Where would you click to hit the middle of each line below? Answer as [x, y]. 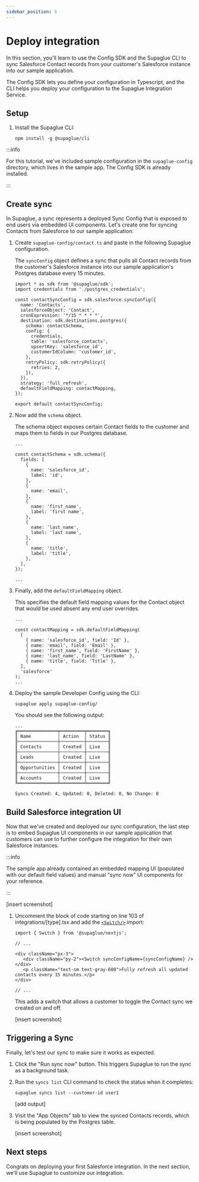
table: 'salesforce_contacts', [70, 342]
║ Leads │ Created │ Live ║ [63, 758]
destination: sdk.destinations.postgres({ [74, 321]
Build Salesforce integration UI [64, 812]
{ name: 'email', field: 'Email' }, [71, 646]
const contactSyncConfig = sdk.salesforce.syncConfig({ [85, 300]
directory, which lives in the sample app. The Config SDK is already [89, 167]
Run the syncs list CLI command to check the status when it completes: [104, 1082]
